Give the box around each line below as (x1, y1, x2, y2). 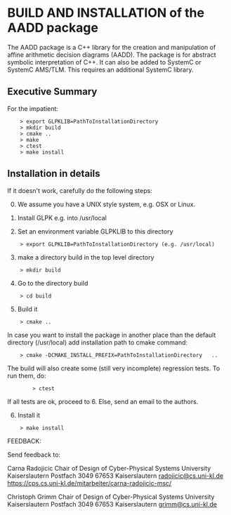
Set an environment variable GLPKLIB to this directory (17, 227, 173, 236)
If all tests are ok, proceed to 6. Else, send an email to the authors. (7, 397, 199, 406)
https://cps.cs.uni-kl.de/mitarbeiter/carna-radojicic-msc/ (7, 479, 172, 487)
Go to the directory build (17, 279, 88, 287)
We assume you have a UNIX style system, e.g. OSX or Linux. (17, 200, 196, 208)
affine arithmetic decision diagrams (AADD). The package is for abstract (7, 51, 216, 59)
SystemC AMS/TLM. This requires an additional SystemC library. (7, 65, 194, 74)
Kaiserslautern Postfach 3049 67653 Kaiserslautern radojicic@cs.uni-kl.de (7, 471, 223, 480)
